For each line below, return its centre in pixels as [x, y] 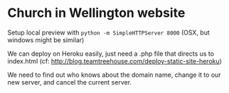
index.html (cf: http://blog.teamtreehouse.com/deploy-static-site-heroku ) [115, 61]
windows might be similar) [46, 39]
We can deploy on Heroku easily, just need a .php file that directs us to [111, 54]
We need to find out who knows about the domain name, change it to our [114, 75]
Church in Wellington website [96, 13]
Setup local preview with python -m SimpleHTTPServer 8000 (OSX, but [108, 32]
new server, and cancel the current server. [70, 82]
